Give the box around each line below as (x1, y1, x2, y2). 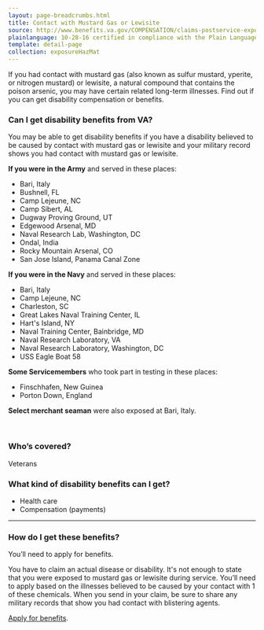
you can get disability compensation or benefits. (8, 95, 164, 104)
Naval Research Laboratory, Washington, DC (19, 344, 164, 353)
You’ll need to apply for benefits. (8, 550, 114, 559)
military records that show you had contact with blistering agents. (8, 599, 221, 608)
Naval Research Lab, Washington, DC (19, 230, 141, 239)
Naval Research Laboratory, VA (19, 335, 121, 344)
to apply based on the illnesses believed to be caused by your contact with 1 (8, 581, 255, 591)
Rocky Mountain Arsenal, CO (19, 246, 114, 256)
